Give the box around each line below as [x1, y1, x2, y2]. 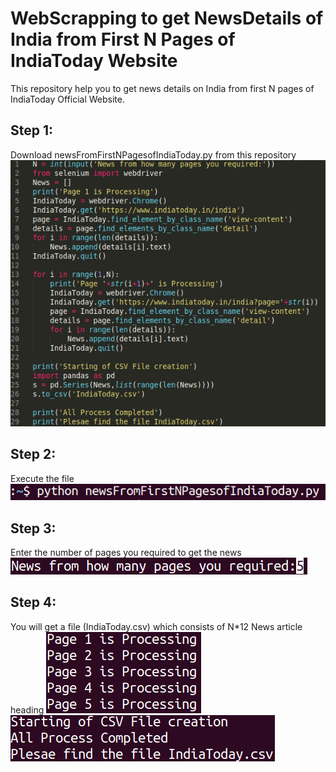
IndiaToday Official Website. [10, 93, 125, 105]
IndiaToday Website [10, 50, 178, 72]
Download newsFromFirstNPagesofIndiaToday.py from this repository [10, 148, 297, 161]
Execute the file [10, 472, 75, 484]
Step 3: [10, 520, 57, 537]
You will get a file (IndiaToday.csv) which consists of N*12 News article [10, 620, 303, 632]
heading [10, 703, 45, 716]
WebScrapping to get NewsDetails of [10, 7, 324, 30]
